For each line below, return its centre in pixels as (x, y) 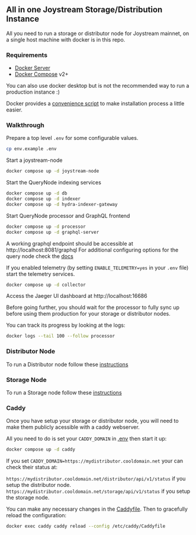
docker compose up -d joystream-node (53, 171)
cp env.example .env (32, 149)
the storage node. (28, 498)
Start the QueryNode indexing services (54, 183)
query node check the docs (40, 256)
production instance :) (33, 92)
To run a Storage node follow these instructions (64, 392)
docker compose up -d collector (46, 285)
